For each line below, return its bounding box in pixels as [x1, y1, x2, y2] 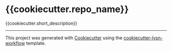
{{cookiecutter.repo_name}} [5, 4, 129, 15]
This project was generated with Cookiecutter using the [5, 34, 123, 41]
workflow [5, 40, 25, 46]
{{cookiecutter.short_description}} [5, 20, 78, 26]
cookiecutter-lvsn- [123, 34, 163, 41]
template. [26, 40, 46, 46]
